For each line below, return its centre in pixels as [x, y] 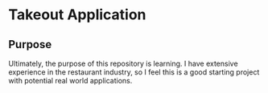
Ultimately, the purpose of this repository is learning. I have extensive [124, 63]
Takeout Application [77, 15]
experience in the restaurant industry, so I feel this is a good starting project [134, 72]
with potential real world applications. [70, 81]
